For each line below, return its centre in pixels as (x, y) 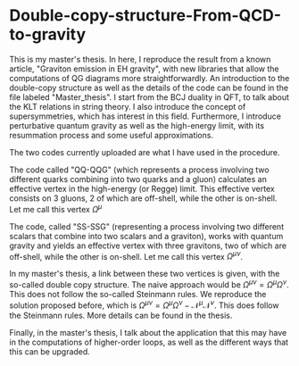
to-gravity (48, 34)
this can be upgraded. (50, 351)
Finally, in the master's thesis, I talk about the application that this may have (148, 332)
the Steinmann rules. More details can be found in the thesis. (121, 315)
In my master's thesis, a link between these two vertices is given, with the (145, 274)
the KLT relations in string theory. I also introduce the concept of (128, 106)
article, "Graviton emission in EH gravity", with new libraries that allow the (144, 69)
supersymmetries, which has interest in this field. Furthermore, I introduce (145, 116)
